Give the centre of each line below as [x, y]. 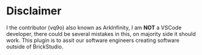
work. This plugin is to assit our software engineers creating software [93, 40]
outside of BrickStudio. [35, 47]
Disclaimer [34, 11]
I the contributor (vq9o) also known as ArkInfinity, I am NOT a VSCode [94, 27]
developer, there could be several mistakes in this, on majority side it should [101, 33]
